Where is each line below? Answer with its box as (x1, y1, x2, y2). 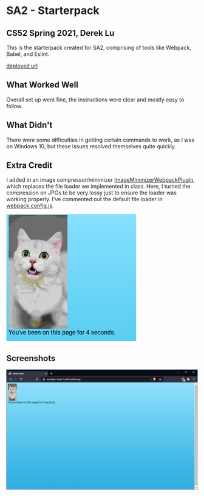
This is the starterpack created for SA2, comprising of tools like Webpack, (6, 44, 191, 51)
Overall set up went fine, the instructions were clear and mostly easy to (6, 95, 185, 103)
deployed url (6, 62, 38, 69)
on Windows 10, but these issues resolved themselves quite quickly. (6, 142, 177, 150)
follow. (6, 102, 23, 109)
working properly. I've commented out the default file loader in (6, 196, 163, 203)
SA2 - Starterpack (6, 4, 100, 18)
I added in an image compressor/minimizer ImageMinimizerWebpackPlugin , (6, 176, 195, 184)
